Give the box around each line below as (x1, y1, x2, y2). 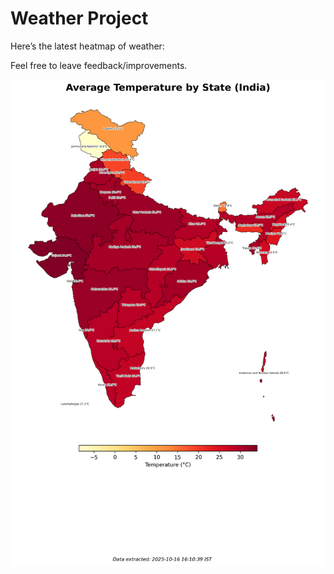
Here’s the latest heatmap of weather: (10, 40, 165, 52)
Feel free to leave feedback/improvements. (10, 59, 188, 71)
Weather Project (10, 7, 149, 30)
